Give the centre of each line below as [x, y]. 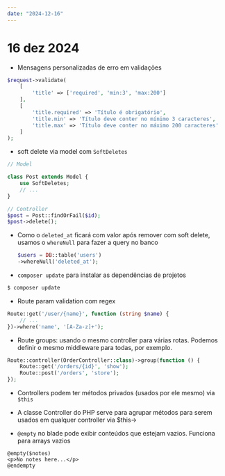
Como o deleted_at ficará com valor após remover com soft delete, [114, 235]
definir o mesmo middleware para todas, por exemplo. [94, 347]
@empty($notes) [29, 454]
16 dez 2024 [43, 48]
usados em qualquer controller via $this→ [77, 420]
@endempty [22, 466]
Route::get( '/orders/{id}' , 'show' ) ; [74, 367]
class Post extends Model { [48, 177]
